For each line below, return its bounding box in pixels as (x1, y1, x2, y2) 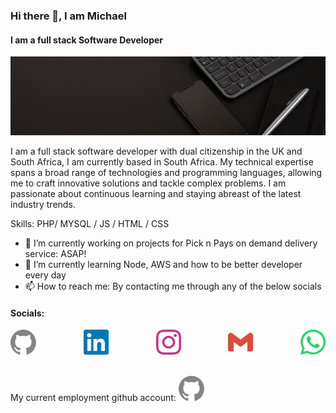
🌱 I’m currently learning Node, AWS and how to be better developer (24, 259, 303, 271)
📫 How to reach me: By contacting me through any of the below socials (24, 280, 322, 293)
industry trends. (10, 199, 76, 211)
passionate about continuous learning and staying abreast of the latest (10, 188, 302, 200)
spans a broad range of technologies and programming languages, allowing (10, 167, 323, 179)
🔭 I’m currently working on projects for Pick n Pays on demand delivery (24, 237, 318, 249)
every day (24, 269, 67, 281)
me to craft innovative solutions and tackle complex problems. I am (10, 177, 287, 189)
